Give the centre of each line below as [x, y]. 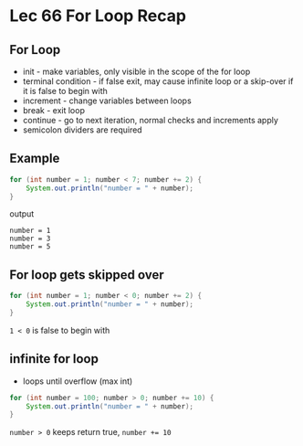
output [22, 214]
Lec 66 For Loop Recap [98, 16]
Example [35, 159]
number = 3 [30, 239]
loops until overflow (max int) [78, 381]
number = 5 [30, 247]
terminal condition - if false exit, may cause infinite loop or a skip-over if [158, 81]
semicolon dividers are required [83, 130]
